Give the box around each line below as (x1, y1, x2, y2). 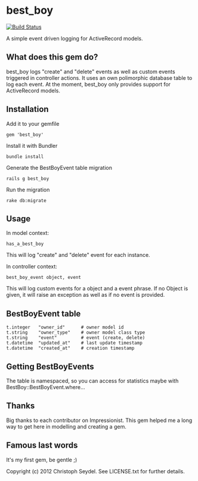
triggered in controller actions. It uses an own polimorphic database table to (6, 74, 193, 81)
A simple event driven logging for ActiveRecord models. (6, 35, 143, 42)
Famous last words (6, 440, 78, 451)
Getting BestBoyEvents (6, 361, 94, 371)
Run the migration (6, 186, 50, 193)
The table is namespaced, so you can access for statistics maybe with (6, 377, 179, 384)
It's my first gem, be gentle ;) (6, 456, 78, 463)
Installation (6, 104, 49, 114)
